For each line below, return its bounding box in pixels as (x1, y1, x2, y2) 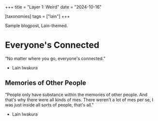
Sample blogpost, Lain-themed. (5, 23, 68, 28)
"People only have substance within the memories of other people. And (5, 92, 148, 97)
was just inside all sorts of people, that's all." (5, 102, 94, 108)
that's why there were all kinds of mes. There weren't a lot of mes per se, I (5, 96, 154, 103)
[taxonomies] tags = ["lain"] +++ (5, 13, 70, 19)
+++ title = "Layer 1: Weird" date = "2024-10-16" (5, 4, 102, 10)
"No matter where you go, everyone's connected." (5, 55, 106, 61)
